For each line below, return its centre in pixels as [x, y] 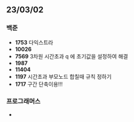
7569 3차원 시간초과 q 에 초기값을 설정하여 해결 [72, 56]
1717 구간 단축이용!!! [39, 84]
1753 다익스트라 [34, 42]
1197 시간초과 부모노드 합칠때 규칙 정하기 [63, 76]
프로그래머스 [24, 101]
